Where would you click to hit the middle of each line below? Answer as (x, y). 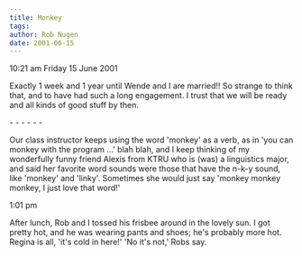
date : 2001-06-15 (42, 43)
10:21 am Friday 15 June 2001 (64, 69)
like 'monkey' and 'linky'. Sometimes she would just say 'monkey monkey (145, 178)
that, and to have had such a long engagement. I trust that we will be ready (148, 96)
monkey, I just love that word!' (65, 188)
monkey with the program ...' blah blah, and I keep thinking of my (130, 150)
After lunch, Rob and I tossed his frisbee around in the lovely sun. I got (140, 223)
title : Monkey (36, 18)
